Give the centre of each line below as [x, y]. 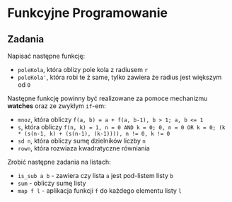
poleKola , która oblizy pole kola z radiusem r [83, 70]
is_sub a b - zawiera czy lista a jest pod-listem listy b [95, 176]
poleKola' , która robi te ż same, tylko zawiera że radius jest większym [120, 77]
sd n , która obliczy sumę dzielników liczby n [82, 141]
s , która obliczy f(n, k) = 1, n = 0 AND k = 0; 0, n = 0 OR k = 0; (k [121, 127]
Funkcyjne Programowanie [88, 13]
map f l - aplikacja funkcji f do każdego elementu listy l [99, 191]
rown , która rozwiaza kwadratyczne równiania [83, 148]
